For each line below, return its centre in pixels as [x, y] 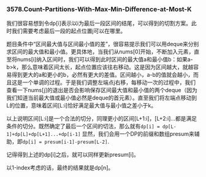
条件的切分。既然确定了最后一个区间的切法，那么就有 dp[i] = [83, 126]
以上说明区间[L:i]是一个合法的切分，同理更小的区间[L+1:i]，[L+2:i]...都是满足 [102, 119]
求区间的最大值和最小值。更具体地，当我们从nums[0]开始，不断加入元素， [100, 52]
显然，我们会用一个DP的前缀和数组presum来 [138, 134]
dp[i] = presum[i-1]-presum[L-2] [65, 142]
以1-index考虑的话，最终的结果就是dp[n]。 [60, 168]
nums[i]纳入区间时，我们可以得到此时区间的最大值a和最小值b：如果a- [105, 60]
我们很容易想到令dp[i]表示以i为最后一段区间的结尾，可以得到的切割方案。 [99, 23]
